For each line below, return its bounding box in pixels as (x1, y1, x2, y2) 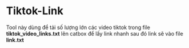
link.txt (6, 36, 24, 43)
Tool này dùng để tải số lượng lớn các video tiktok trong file (6, 24, 151, 31)
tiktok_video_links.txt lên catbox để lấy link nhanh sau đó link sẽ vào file (6, 30, 184, 37)
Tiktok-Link (6, 4, 64, 18)
